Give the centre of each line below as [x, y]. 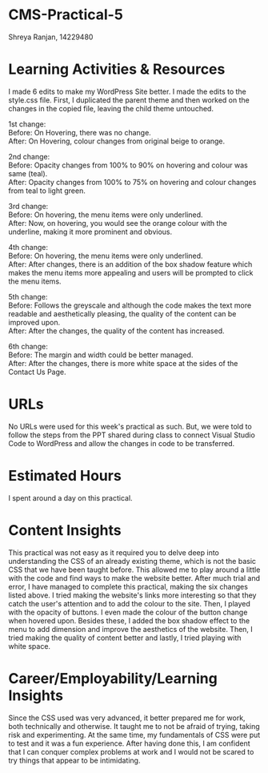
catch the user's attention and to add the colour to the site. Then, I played [129, 603]
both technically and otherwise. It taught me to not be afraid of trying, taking [134, 726]
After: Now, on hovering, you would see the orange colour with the [118, 223]
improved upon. [34, 322]
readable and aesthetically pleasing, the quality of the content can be [122, 313]
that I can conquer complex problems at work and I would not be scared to [131, 751]
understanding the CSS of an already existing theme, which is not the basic [132, 561]
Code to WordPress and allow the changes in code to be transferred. [121, 443]
